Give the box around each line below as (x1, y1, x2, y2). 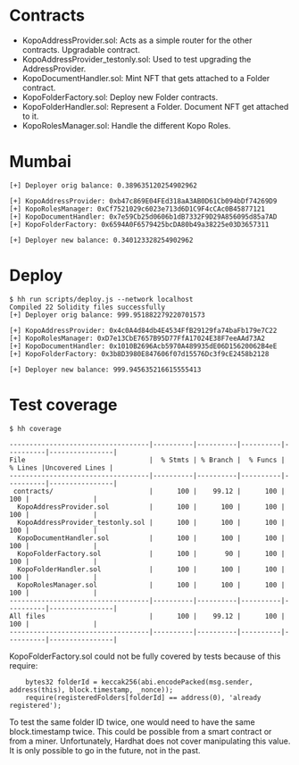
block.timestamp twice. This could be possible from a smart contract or (9, 726, 272, 736)
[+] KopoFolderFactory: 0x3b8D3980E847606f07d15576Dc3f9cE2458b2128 (9, 349, 270, 358)
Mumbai (9, 152, 71, 172)
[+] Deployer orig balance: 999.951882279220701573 (9, 310, 205, 320)
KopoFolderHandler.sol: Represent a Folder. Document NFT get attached (21, 101, 289, 112)
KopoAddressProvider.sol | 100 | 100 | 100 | (17, 502, 286, 511)
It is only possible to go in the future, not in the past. (9, 744, 201, 755)
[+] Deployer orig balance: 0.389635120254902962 (9, 180, 198, 190)
